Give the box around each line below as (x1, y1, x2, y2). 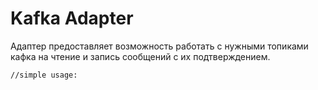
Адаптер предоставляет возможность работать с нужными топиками (10, 40, 309, 52)
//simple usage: (10, 70, 78, 80)
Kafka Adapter (10, 7, 134, 30)
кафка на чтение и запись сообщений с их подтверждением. (10, 50, 271, 62)
